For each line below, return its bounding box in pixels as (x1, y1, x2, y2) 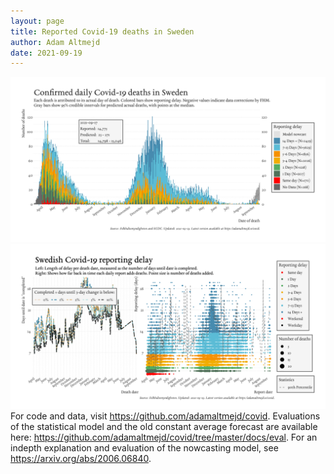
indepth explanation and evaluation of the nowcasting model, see (10, 441, 279, 454)
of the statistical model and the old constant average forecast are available (10, 420, 318, 432)
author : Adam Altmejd (10, 37, 101, 47)
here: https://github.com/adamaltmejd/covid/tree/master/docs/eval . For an (10, 431, 318, 443)
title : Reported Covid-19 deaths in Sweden (10, 26, 195, 37)
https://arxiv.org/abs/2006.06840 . (10, 452, 152, 464)
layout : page (10, 16, 65, 26)
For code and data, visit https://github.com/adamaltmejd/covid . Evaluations (10, 410, 321, 422)
